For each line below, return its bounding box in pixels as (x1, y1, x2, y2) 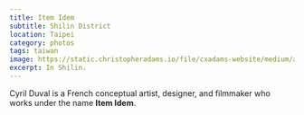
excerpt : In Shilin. (9, 64, 88, 73)
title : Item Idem (9, 13, 75, 22)
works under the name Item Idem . (9, 97, 137, 108)
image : (9, 55, 34, 64)
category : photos (9, 38, 75, 48)
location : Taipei (9, 30, 75, 39)
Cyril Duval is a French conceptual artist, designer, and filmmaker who (9, 87, 271, 99)
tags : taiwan (9, 47, 59, 56)
